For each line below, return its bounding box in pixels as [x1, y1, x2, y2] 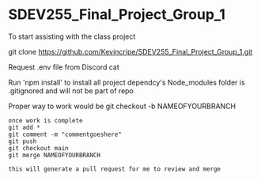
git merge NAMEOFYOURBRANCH [8, 151, 101, 159]
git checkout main [8, 144, 69, 152]
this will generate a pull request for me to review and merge [8, 164, 221, 173]
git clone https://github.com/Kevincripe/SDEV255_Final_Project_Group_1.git [8, 47, 253, 56]
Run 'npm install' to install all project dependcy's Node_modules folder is [8, 77, 245, 87]
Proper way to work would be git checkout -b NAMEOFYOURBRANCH [8, 101, 236, 111]
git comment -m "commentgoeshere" [8, 130, 123, 138]
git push [8, 137, 37, 145]
